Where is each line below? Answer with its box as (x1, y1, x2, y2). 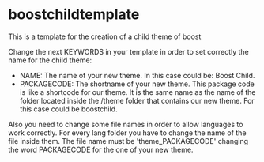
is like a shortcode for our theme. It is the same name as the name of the (19, 87, 256, 96)
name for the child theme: (8, 55, 92, 65)
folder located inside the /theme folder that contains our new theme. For (19, 96, 255, 105)
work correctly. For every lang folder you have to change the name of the (8, 128, 247, 138)
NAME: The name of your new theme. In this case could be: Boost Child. (19, 70, 255, 80)
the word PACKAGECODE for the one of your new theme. (8, 145, 194, 154)
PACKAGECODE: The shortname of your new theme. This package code (19, 79, 255, 89)
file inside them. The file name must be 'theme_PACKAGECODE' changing (8, 136, 249, 145)
